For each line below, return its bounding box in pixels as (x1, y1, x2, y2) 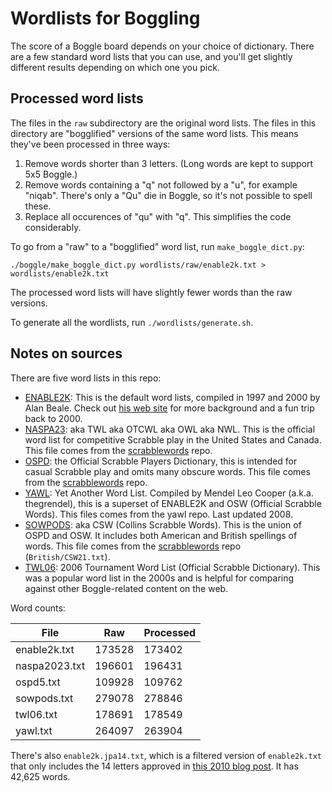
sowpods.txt (15, 691, 74, 705)
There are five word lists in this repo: (10, 372, 162, 384)
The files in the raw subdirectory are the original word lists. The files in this (10, 117, 317, 129)
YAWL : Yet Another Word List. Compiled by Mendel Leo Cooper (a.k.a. (24, 487, 314, 499)
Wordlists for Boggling (10, 7, 201, 30)
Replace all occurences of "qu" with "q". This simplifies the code (24, 210, 292, 222)
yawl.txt (15, 723, 53, 737)
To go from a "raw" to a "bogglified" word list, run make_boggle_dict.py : (10, 240, 305, 252)
